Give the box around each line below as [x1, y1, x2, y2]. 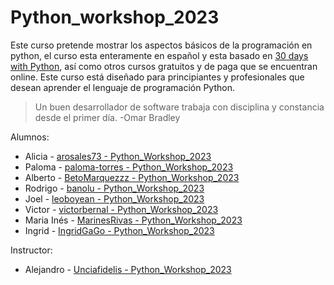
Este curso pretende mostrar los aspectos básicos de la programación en [10, 39, 313, 51]
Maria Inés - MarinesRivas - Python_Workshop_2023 [24, 214, 243, 226]
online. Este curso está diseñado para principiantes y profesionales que [10, 71, 305, 83]
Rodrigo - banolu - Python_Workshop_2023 [24, 182, 205, 194]
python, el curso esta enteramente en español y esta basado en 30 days [10, 49, 309, 61]
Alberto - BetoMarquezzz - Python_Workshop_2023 [24, 171, 240, 183]
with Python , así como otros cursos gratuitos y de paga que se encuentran [10, 60, 318, 72]
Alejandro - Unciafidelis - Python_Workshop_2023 [24, 263, 232, 275]
